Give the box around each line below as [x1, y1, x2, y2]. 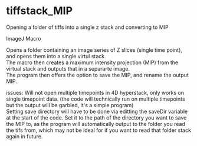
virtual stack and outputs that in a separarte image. [6, 65, 130, 72]
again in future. [6, 132, 43, 140]
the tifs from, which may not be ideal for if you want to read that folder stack [6, 127, 192, 134]
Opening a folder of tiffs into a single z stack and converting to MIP [6, 24, 169, 31]
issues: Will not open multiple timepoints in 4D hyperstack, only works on [6, 89, 185, 96]
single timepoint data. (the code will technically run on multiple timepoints [6, 95, 185, 102]
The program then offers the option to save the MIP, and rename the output [6, 71, 189, 78]
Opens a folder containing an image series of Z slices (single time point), [6, 46, 183, 54]
